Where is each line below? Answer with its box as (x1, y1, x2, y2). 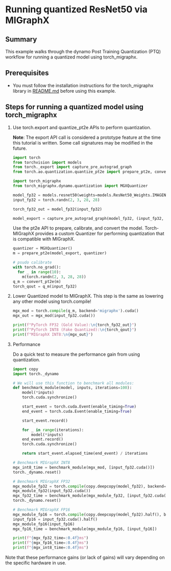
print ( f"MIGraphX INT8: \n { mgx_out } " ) (12, 332, 93, 337)
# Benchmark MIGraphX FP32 (12, 479, 70, 484)
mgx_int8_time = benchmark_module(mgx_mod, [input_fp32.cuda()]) (12, 465, 155, 470)
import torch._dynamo (12, 371, 59, 376)
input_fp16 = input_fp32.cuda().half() (12, 517, 98, 522)
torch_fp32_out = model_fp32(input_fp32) (12, 207, 103, 212)
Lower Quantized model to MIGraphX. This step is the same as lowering (12, 293, 164, 299)
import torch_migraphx (12, 178, 61, 184)
